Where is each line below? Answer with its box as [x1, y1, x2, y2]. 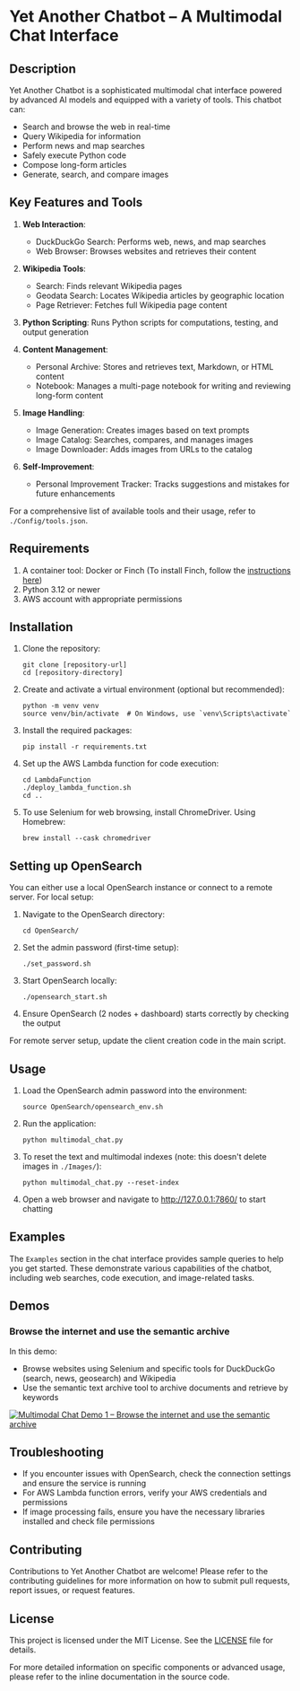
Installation [9, 619, 73, 635]
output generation [21, 326, 90, 337]
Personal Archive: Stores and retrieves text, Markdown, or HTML [35, 361, 274, 372]
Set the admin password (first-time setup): [21, 942, 179, 953]
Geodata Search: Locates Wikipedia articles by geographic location [35, 290, 285, 301]
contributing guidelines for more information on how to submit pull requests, [9, 1575, 291, 1586]
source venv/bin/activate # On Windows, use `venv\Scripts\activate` [21, 709, 292, 719]
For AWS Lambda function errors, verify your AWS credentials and [21, 1487, 267, 1498]
